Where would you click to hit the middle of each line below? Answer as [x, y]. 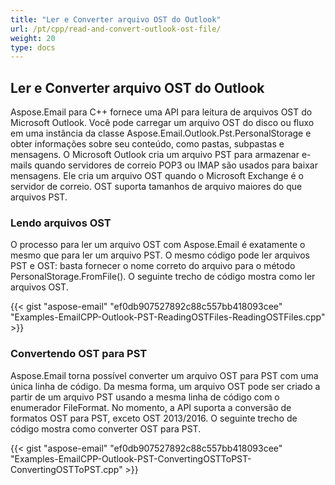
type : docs [33, 47]
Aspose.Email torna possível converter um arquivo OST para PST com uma [164, 375]
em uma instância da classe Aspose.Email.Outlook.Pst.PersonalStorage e [161, 133]
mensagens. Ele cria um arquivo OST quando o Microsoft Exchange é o [157, 176]
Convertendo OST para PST [79, 354]
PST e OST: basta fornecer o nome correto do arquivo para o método [153, 266]
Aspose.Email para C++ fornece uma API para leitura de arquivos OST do [161, 112]
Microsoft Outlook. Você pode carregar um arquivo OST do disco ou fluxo [162, 123]
